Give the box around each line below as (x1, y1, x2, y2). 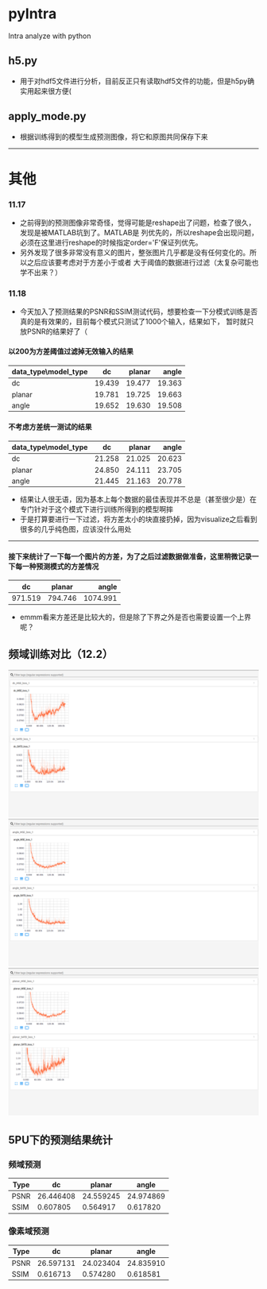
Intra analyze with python (8, 31, 91, 41)
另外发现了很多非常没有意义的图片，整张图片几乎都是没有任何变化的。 (19, 248, 250, 257)
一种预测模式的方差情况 (21, 561, 99, 571)
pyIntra (8, 5, 57, 23)
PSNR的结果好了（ (26, 327, 88, 336)
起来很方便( (33, 86, 72, 95)
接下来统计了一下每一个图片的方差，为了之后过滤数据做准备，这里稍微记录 (8, 552, 252, 561)
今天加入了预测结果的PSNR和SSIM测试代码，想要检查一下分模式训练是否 (19, 307, 258, 316)
